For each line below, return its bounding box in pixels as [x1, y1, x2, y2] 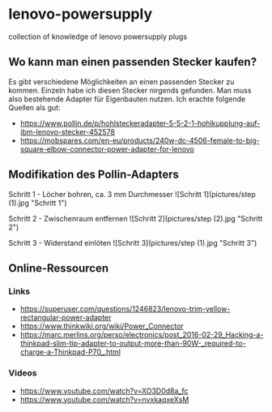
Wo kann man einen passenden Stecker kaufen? [8, 55, 257, 69]
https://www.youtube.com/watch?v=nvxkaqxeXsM [19, 394, 189, 404]
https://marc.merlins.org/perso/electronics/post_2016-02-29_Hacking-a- [19, 330, 264, 340]
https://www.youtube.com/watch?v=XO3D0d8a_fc [19, 386, 189, 396]
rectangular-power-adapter [19, 313, 112, 323]
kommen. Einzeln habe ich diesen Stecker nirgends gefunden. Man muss [8, 85, 252, 95]
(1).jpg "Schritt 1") [8, 198, 67, 208]
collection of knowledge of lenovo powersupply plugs [8, 32, 188, 41]
